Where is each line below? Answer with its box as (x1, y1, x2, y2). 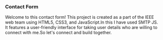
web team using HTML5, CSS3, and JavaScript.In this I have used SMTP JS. (5, 19, 158, 25)
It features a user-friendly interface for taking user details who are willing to (5, 25, 158, 30)
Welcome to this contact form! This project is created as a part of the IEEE (5, 14, 154, 20)
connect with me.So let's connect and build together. (5, 30, 112, 36)
